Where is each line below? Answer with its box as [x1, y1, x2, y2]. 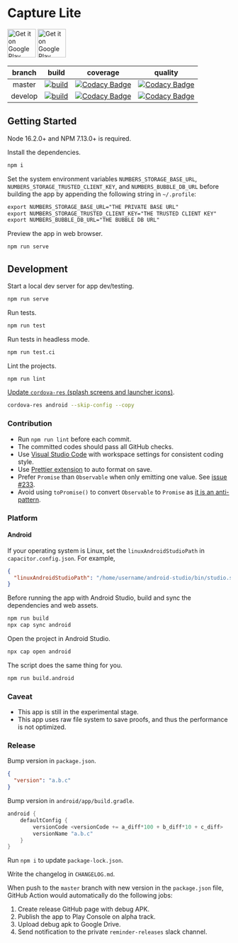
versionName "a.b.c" [33, 830, 93, 837]
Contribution [7, 419, 52, 429]
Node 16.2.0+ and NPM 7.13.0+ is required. [7, 134, 132, 143]
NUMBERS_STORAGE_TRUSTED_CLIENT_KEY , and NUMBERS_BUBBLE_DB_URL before [7, 182, 220, 190]
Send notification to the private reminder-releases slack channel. [17, 927, 208, 936]
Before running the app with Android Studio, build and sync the [7, 593, 191, 602]
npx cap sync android [7, 622, 72, 629]
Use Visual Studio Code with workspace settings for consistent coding [17, 450, 224, 458]
